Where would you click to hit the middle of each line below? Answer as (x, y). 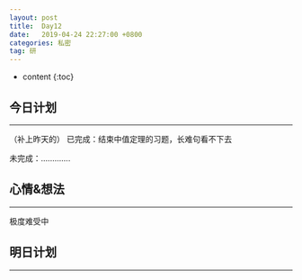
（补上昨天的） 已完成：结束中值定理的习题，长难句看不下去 (120, 139)
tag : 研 (23, 51)
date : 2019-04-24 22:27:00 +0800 (76, 34)
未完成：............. (40, 158)
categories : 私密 (40, 43)
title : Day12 (36, 26)
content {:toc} (48, 77)
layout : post (34, 18)
